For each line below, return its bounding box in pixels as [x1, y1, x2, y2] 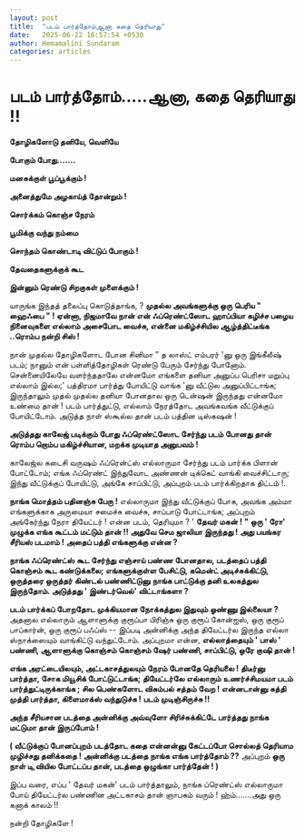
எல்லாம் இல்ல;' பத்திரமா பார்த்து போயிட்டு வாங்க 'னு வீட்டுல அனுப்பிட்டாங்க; [9, 379, 277, 391]
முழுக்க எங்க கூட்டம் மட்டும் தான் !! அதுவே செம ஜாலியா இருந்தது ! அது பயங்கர [9, 527, 281, 538]
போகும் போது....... [9, 155, 76, 166]
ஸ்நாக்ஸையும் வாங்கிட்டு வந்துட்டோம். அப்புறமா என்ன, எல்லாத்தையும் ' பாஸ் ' [9, 634, 281, 646]
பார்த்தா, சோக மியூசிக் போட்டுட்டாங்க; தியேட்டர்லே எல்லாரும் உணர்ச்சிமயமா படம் [9, 673, 293, 684]
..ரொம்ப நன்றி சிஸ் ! [9, 331, 80, 342]
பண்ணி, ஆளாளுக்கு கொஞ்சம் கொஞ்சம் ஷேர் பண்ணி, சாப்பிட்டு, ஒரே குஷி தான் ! [9, 645, 296, 656]
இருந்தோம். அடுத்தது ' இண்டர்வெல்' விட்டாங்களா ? [9, 586, 189, 597]
